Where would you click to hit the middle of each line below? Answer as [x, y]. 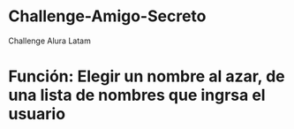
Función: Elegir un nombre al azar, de [147, 76]
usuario [37, 114]
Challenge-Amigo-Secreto [107, 16]
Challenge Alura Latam [50, 41]
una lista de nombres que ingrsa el [137, 95]
